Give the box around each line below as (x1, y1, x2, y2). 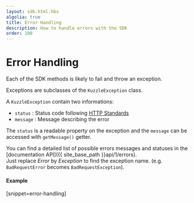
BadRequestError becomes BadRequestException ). (6, 164, 125, 171)
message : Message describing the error (14, 116, 110, 123)
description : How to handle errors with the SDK (6, 25, 128, 31)
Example (6, 177, 28, 184)
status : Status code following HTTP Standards (14, 109, 129, 117)
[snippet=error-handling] (6, 190, 66, 197)
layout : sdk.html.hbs (6, 8, 59, 15)
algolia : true (6, 14, 41, 20)
